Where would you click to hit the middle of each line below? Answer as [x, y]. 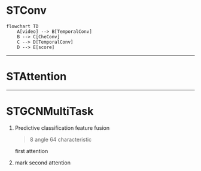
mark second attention [42, 163]
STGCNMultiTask [50, 112]
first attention [31, 151]
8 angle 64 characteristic [61, 139]
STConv [26, 10]
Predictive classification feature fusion [62, 128]
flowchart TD [22, 26]
